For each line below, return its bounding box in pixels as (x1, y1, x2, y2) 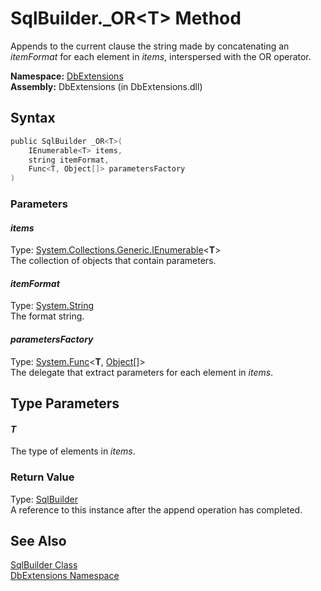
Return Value (10, 470, 75, 484)
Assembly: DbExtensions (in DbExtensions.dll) (10, 80, 203, 92)
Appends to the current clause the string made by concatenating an (10, 40, 290, 52)
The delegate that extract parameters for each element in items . (10, 366, 274, 378)
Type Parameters (10, 395, 120, 412)
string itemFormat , (28, 155, 110, 165)
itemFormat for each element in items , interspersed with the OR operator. (10, 50, 312, 62)
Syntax (10, 110, 56, 127)
